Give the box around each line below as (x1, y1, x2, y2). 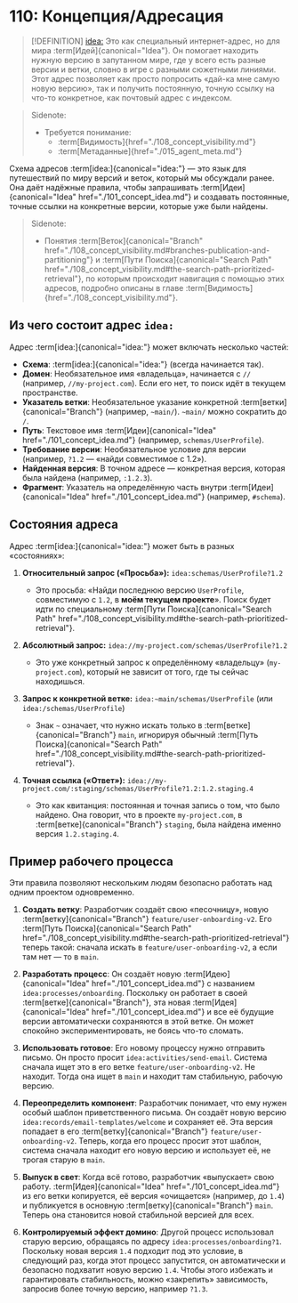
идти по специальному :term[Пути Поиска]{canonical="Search (35, 603, 272, 614)
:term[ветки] (239, 396, 287, 407)
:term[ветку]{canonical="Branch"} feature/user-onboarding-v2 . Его (21, 914, 273, 925)
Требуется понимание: (44, 126, 132, 137)
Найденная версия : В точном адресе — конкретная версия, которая (21, 463, 286, 473)
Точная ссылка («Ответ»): (21, 774, 126, 785)
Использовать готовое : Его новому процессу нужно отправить (21, 1043, 265, 1054)
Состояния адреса (9, 517, 118, 532)
